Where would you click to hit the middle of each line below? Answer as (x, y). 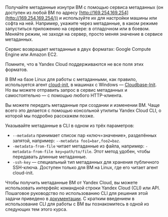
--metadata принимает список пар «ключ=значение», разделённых (85, 135)
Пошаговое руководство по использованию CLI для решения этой (76, 193)
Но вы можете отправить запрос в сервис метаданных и (66, 90)
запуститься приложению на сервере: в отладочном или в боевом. (77, 29)
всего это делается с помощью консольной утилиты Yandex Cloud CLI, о (83, 111)
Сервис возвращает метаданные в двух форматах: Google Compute (78, 49)
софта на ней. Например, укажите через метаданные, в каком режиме (81, 23)
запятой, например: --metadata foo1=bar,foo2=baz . (66, 141)
